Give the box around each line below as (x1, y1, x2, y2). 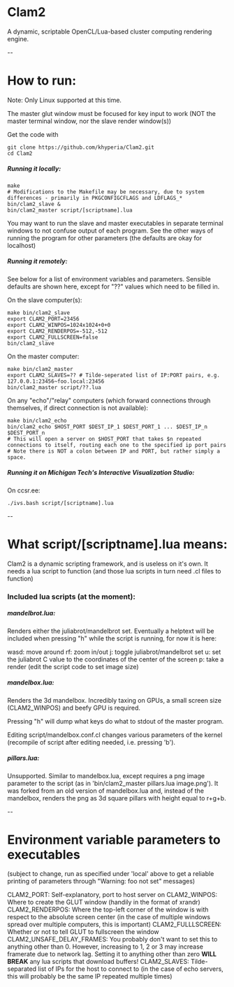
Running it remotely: (7, 257, 68, 265)
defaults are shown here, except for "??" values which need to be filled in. (7, 282, 220, 291)
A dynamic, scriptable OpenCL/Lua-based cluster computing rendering (7, 27, 212, 36)
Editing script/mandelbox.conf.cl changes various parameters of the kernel (7, 731, 223, 739)
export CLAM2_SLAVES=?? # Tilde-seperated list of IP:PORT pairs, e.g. (7, 372, 220, 379)
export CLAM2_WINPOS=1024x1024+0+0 (7, 321, 111, 328)
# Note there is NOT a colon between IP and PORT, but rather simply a (7, 448, 220, 455)
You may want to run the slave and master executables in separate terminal (7, 219, 224, 227)
